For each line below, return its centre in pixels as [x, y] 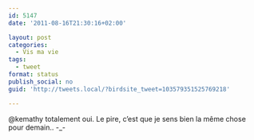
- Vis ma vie [37, 52]
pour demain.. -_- [37, 127]
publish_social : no [41, 82]
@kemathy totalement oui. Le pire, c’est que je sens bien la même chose [127, 119]
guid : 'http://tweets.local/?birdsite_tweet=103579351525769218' [119, 89]
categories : [28, 45]
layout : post [30, 37]
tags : [17, 60]
